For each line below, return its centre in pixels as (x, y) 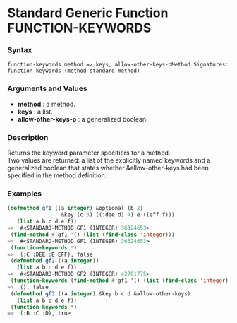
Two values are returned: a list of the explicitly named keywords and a (109, 160)
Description (28, 137)
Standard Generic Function (88, 13)
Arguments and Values (47, 88)
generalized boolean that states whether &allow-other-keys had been (108, 168)
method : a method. (47, 104)
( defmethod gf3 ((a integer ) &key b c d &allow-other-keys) (101, 294)
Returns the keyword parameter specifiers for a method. (89, 153)
